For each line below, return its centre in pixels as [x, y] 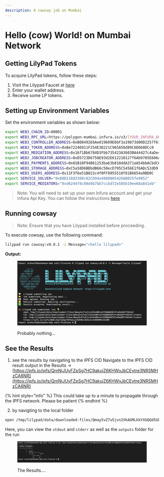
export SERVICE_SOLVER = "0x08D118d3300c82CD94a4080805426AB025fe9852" [77, 179]
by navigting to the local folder [43, 410]
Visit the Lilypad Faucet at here [43, 85]
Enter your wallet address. [38, 90]
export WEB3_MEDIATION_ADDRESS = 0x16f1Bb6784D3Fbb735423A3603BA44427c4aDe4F [84, 153]
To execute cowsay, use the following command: [54, 235]
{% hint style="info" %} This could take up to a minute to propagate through [82, 396]
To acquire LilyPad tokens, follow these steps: [51, 75]
